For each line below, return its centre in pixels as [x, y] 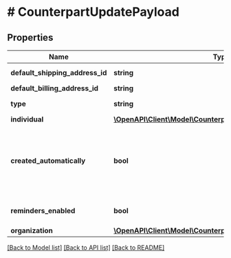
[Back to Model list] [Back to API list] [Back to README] [86, 248]
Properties [30, 38]
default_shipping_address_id [59, 73]
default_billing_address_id [54, 88]
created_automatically [48, 161]
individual [27, 119]
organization [32, 230]
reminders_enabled [43, 211]
